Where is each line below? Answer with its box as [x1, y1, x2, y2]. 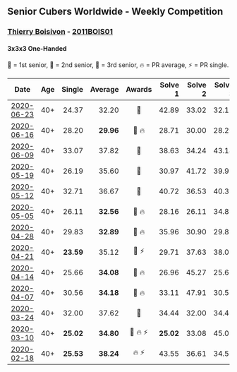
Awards [126, 84, 152, 94]
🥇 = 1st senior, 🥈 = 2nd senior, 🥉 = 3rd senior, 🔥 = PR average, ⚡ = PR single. [7, 60, 229, 69]
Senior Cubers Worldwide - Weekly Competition [7, 6, 224, 18]
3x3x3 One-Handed [7, 44, 67, 52]
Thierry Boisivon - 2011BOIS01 [7, 27, 113, 37]
